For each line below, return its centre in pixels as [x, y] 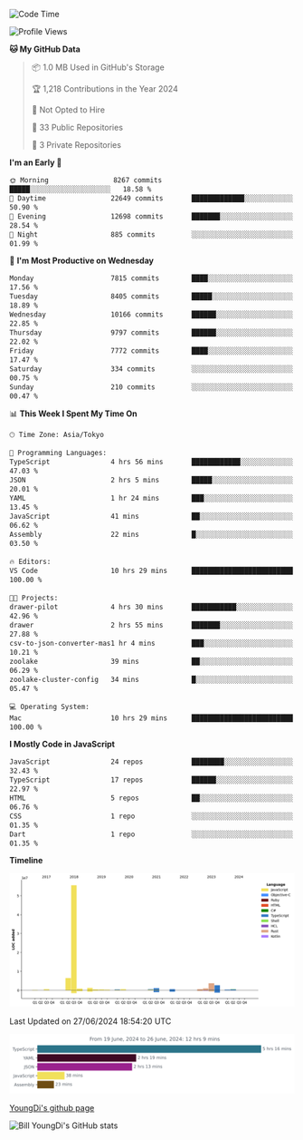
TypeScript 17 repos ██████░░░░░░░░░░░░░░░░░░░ [151, 780]
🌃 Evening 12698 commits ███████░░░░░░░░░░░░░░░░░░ [151, 217]
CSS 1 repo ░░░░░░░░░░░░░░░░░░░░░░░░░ [151, 816]
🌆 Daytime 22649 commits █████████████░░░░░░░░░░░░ [151, 199]
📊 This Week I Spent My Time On [73, 414]
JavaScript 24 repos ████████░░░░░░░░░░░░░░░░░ [151, 762]
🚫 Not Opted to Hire [68, 110]
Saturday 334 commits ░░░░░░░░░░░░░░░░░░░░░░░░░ [151, 369]
